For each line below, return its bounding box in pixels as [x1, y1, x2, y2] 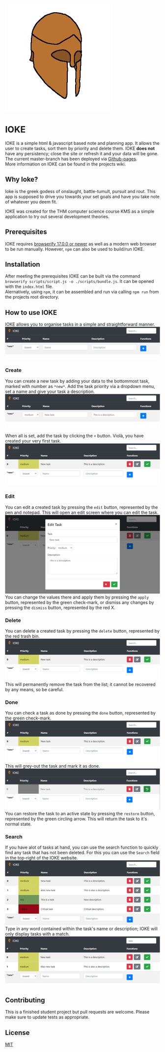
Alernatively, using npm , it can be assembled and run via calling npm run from [5, 289, 159, 295]
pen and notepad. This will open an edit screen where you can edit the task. [5, 509, 159, 515]
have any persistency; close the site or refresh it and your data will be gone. [5, 150, 159, 156]
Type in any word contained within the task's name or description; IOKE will [5, 926, 158, 932]
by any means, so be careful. [5, 687, 64, 692]
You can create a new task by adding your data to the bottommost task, [5, 378, 150, 384]
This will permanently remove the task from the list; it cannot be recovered [5, 681, 156, 687]
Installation [5, 260, 40, 269]
